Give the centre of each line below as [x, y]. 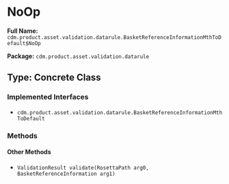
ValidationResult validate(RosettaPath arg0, [83, 168]
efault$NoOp [24, 43]
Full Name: [23, 31]
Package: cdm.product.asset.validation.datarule [78, 56]
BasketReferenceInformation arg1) [66, 174]
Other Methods [29, 152]
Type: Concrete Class [54, 78]
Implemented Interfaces [48, 97]
